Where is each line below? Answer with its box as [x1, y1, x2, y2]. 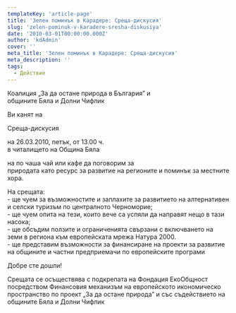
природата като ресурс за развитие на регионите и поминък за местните [7, 166, 230, 175]
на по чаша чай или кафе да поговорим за [7, 158, 135, 167]
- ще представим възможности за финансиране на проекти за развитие [7, 240, 225, 248]
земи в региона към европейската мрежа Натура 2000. [7, 232, 176, 241]
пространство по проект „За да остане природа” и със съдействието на [7, 290, 225, 298]
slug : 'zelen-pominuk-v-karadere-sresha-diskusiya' [7, 23, 162, 30]
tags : [7, 63, 23, 70]
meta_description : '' [7, 57, 71, 64]
